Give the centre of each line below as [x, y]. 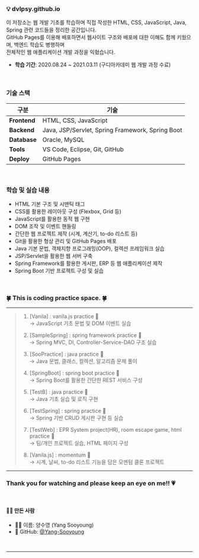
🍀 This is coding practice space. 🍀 [57, 298]
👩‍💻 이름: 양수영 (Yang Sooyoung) [54, 525]
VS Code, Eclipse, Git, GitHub [83, 149]
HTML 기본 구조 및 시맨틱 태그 [50, 204]
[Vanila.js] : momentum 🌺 [60, 455]
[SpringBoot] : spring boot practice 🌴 [74, 373]
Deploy [19, 159]
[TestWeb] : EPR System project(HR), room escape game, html [106, 430]
